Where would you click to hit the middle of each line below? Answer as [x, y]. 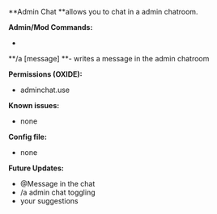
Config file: [28, 137]
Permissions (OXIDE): [45, 74]
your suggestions [49, 201]
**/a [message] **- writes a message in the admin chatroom [109, 59]
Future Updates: [36, 168]
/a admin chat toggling [57, 192]
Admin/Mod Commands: [51, 27]
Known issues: [34, 105]
